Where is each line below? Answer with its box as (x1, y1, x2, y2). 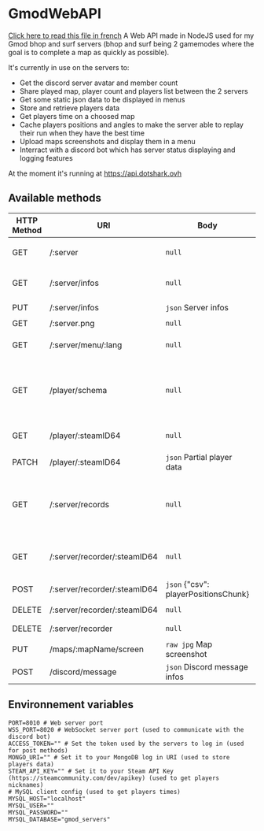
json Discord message (165, 661, 249, 672)
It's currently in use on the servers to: (8, 62, 130, 72)
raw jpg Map (165, 639, 213, 650)
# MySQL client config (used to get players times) (8, 788, 181, 796)
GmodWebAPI (8, 5, 102, 23)
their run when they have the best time (19, 128, 145, 138)
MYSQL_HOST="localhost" (8, 795, 86, 803)
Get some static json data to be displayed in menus (19, 95, 185, 104)
